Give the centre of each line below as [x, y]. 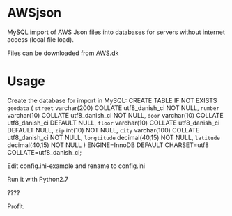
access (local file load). [41, 39]
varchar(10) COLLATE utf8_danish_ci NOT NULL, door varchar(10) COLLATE [116, 115]
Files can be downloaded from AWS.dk [63, 53]
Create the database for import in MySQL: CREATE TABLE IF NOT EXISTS [112, 100]
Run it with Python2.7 [38, 179]
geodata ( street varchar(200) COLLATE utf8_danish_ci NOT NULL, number [113, 108]
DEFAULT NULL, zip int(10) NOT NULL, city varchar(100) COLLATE [103, 130]
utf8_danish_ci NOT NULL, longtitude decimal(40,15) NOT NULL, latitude [114, 137]
